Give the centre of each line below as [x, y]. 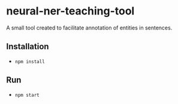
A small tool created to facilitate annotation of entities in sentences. [89, 28]
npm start [27, 95]
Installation [28, 47]
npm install [30, 61]
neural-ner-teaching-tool [70, 11]
